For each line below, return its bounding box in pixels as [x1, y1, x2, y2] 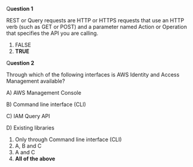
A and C [14, 149, 35, 156]
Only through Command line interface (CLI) [14, 136, 122, 143]
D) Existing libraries [6, 124, 55, 131]
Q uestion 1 [6, 5, 34, 12]
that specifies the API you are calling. [6, 30, 99, 37]
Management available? [6, 78, 65, 84]
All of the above [14, 155, 55, 162]
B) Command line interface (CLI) [6, 101, 86, 108]
